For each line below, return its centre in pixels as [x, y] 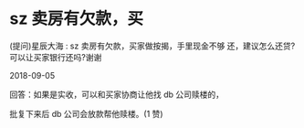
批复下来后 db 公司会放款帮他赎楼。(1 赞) [86, 113]
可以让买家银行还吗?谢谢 [56, 57]
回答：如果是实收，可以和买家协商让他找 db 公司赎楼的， [117, 94]
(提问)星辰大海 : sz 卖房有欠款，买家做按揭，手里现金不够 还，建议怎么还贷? [152, 46]
